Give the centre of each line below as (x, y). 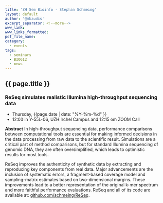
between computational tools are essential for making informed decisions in (81, 134)
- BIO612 (18, 59)
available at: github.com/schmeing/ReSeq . (47, 195)
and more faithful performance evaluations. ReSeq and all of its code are (78, 190)
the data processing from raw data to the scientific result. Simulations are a (80, 139)
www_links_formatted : (27, 32)
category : (15, 41)
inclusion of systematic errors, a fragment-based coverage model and (75, 174)
